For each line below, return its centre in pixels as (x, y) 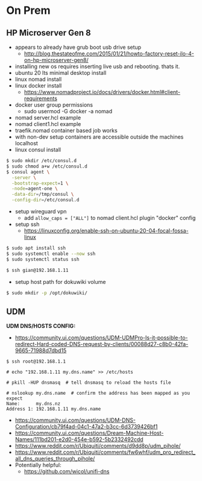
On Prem (28, 11)
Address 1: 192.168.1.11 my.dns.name (54, 409)
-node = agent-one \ (35, 189)
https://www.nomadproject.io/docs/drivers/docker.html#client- (102, 92)
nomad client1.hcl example (48, 124)
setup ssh (27, 224)
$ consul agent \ (28, 172)
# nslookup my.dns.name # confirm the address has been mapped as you (98, 393)
